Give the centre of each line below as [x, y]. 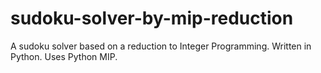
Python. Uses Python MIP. [64, 56]
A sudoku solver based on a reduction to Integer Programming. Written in [161, 46]
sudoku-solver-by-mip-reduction [152, 18]
